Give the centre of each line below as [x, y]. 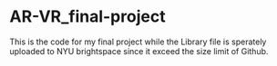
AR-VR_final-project [87, 17]
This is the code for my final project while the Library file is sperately [138, 42]
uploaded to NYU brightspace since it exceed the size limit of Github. [139, 51]
